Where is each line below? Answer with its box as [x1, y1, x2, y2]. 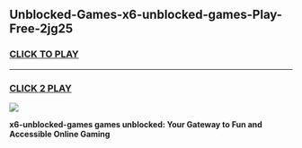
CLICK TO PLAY [9, 48, 79, 61]
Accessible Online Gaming [9, 128, 111, 139]
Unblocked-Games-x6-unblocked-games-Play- [9, 7, 283, 22]
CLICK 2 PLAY [9, 82, 72, 94]
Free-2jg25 [9, 22, 74, 37]
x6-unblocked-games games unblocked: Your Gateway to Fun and [9, 118, 262, 129]
